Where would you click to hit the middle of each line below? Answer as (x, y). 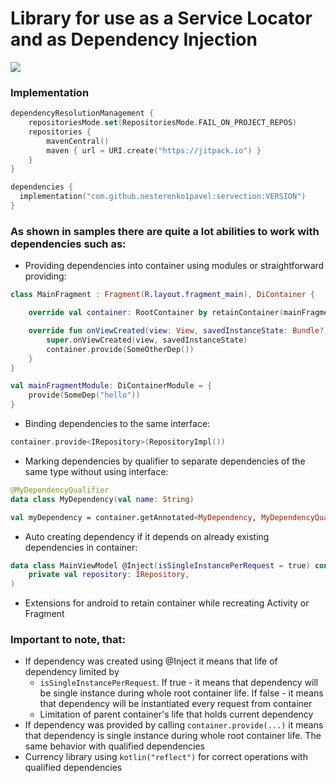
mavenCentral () (78, 141)
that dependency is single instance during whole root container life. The (173, 736)
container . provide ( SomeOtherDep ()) (120, 349)
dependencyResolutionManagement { (82, 113)
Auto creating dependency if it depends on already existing (147, 536)
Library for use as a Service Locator (161, 18)
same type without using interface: (96, 471)
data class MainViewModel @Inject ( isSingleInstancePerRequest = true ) (160, 565)
